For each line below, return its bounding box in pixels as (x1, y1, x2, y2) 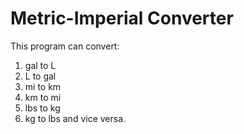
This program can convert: (10, 40, 120, 52)
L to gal (24, 70, 57, 82)
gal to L (24, 59, 57, 71)
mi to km (24, 80, 62, 92)
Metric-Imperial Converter (10, 7, 234, 30)
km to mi (24, 91, 62, 103)
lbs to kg (24, 102, 61, 114)
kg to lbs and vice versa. (24, 112, 127, 124)
